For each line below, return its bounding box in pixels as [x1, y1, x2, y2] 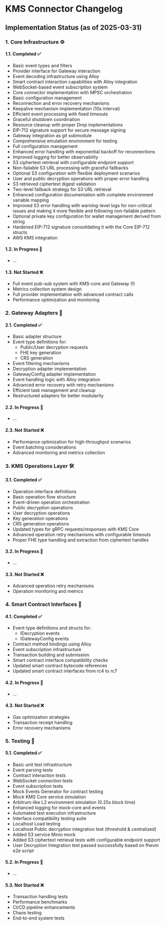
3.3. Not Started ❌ [5, 571, 44, 577]
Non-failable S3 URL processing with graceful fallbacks [12, 165, 129, 171]
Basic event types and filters [12, 62, 72, 68]
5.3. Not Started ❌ [5, 882, 44, 888]
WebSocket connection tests [12, 778, 73, 784]
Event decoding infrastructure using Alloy [12, 73, 100, 79]
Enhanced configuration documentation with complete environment [12, 191, 153, 197]
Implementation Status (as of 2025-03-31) [5, 23, 142, 32]
